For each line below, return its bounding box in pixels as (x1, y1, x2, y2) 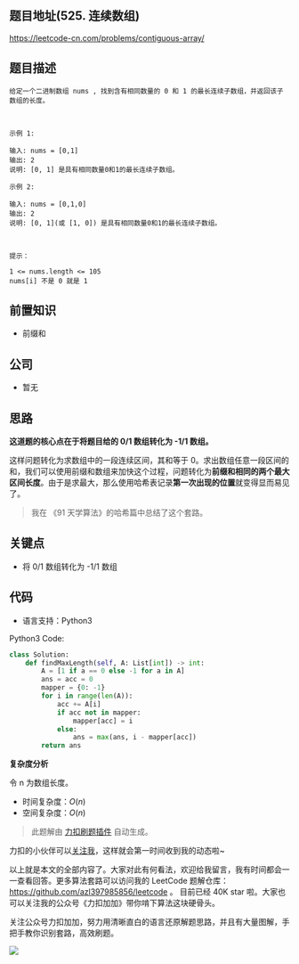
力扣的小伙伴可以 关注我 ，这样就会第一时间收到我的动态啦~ (9, 846, 225, 856)
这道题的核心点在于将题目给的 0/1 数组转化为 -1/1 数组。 (9, 436, 214, 447)
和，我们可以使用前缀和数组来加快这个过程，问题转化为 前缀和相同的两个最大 (9, 466, 290, 477)
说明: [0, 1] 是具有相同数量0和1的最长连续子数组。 (9, 165, 180, 174)
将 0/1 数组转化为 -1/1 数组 (21, 560, 117, 572)
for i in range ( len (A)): (41, 691, 133, 701)
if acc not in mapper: (56, 707, 141, 717)
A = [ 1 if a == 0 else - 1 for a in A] (41, 666, 185, 675)
